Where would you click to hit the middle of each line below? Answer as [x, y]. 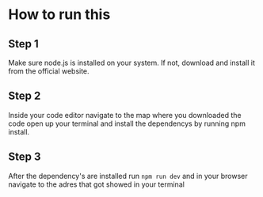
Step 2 [25, 96]
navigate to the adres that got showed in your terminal [96, 184]
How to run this [59, 15]
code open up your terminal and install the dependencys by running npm [127, 123]
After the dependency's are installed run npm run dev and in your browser [128, 176]
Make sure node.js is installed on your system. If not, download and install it [131, 63]
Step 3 [25, 157]
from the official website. [49, 71]
